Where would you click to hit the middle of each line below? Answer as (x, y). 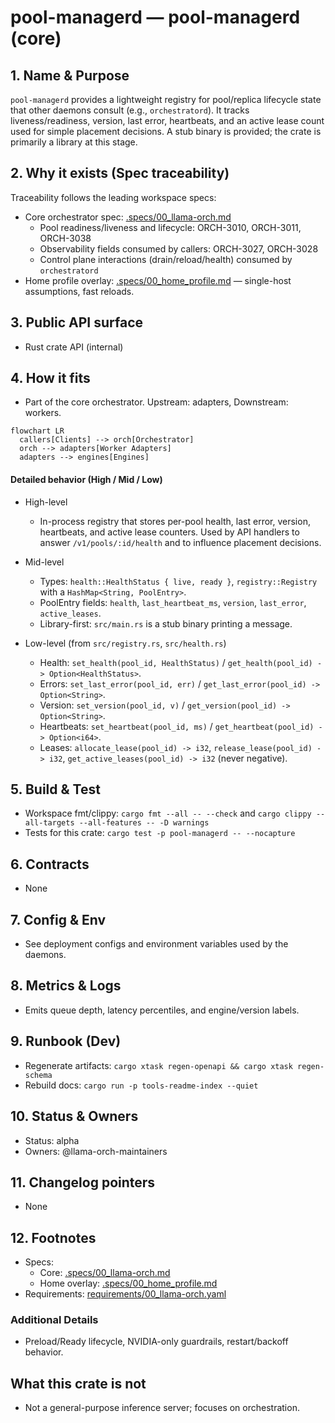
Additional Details (54, 1320)
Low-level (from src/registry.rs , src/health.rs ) (125, 643)
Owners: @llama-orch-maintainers (96, 1151)
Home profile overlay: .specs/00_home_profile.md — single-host (158, 280)
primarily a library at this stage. (74, 142)
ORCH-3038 (65, 238)
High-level (46, 502)
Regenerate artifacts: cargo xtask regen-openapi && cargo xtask (158, 1065)
